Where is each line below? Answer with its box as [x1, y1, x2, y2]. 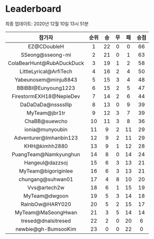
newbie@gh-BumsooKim [15, 225, 76, 232]
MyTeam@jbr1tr [26, 109, 66, 116]
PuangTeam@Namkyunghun [12, 151, 81, 158]
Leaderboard [5, 3, 61, 15]
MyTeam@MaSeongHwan [14, 209, 78, 216]
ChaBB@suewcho [24, 117, 68, 125]
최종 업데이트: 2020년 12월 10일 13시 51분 [5, 20, 89, 27]
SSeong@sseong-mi [20, 51, 71, 58]
